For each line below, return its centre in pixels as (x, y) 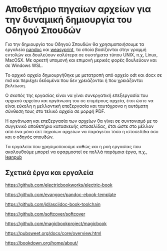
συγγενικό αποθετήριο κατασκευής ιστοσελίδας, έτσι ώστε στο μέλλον (79, 126)
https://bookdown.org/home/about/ (42, 243)
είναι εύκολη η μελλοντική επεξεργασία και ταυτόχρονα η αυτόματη (77, 106)
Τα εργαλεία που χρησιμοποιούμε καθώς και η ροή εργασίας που (73, 146)
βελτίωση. (16, 85)
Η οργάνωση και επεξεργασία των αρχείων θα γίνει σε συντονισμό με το (81, 121)
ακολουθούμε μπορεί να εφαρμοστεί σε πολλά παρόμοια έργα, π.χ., (76, 152)
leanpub (14, 157)
